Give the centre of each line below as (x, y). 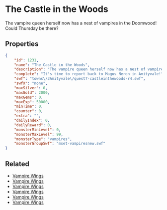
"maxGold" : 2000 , (32, 93)
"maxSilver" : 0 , (31, 88)
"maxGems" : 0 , (29, 97)
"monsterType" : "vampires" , (43, 139)
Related (17, 164)
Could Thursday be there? (32, 28)
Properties (22, 44)
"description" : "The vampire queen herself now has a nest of (80, 69)
